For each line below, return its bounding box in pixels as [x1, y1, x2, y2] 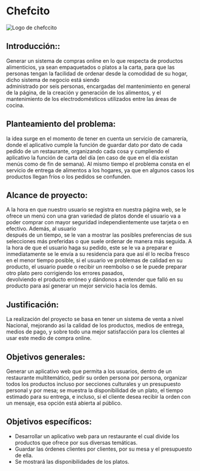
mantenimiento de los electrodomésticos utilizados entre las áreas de [6, 95, 177, 102]
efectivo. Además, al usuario [6, 225, 76, 233]
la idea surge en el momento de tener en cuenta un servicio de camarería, [6, 134, 188, 142]
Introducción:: [6, 41, 61, 51]
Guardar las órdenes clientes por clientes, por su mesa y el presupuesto [14, 445, 192, 452]
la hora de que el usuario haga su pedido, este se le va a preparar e [6, 244, 173, 252]
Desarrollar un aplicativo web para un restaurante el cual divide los [14, 432, 180, 440]
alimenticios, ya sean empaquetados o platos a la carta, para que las [6, 63, 175, 71]
